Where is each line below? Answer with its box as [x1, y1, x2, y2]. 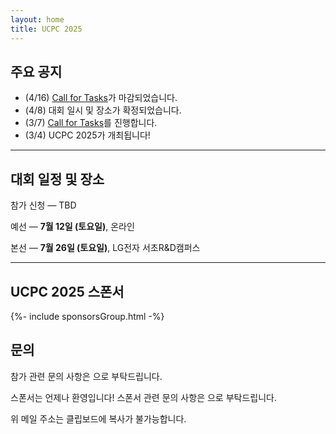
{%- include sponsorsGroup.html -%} [10, 310, 165, 322]
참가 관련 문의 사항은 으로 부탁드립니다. [10, 370, 163, 382]
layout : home [10, 14, 65, 25]
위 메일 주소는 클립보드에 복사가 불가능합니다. [10, 412, 187, 425]
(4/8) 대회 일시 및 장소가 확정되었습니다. [24, 104, 182, 116]
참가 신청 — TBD [10, 199, 77, 211]
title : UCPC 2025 [10, 24, 83, 34]
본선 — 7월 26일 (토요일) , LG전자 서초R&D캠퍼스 [10, 242, 201, 254]
